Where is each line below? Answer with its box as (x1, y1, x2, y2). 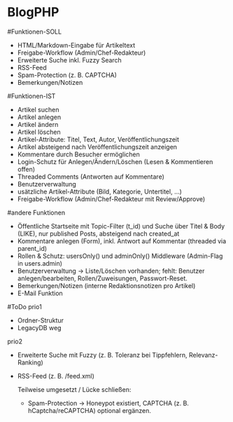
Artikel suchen (17, 105, 59, 114)
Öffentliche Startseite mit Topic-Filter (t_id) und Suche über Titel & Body (17, 222, 225, 230)
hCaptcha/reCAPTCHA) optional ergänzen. (27, 406, 152, 414)
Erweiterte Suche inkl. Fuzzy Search (17, 55, 122, 64)
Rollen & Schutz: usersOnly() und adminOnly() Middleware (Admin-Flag (17, 252, 223, 260)
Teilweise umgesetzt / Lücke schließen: (17, 385, 132, 393)
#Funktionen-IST (7, 92, 56, 100)
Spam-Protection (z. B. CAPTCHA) (17, 71, 118, 79)
